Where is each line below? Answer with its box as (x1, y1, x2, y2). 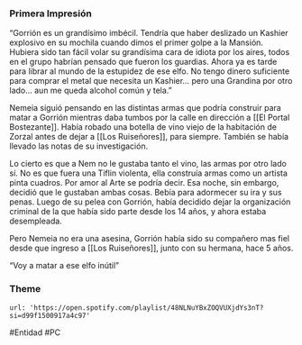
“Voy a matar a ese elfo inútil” (9, 260, 120, 271)
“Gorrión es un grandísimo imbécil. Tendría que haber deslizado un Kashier (9, 28, 288, 39)
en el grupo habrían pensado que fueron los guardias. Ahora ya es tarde (9, 57, 278, 68)
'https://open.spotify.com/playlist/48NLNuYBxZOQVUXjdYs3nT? (29, 303, 264, 313)
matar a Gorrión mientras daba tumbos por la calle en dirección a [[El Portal (9, 112, 290, 123)
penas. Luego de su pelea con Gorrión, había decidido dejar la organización (9, 196, 291, 207)
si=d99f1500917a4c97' (9, 311, 91, 320)
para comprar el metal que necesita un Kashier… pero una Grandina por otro (9, 76, 293, 86)
